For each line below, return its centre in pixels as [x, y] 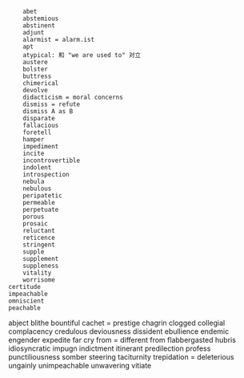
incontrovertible [52, 161]
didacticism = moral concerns [73, 97]
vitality [37, 273]
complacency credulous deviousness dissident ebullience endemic [119, 331]
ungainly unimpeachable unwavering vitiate [80, 366]
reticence [39, 238]
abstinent [39, 26]
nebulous [37, 189]
